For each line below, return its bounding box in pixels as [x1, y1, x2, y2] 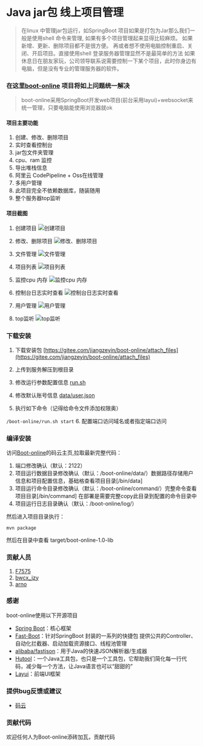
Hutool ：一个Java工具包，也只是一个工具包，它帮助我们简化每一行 [15, 655, 182, 662]
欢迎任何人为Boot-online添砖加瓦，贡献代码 [6, 733, 115, 741]
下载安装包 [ [15, 346, 45, 353]
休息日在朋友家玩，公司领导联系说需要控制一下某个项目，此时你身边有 [21, 57, 197, 64]
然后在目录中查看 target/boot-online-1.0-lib [6, 536, 114, 544]
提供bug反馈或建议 [6, 686, 62, 695]
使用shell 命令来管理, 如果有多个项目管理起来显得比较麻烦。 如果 [32, 34, 193, 41]
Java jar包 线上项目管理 [6, 5, 124, 19]
